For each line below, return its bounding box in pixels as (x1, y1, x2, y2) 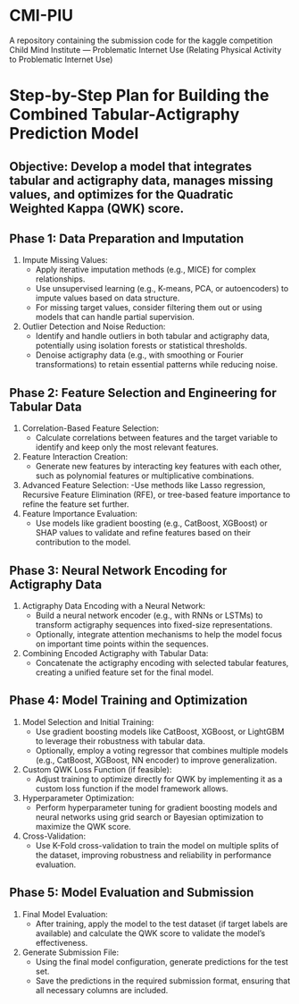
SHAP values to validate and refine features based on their (35, 527, 252, 538)
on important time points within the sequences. (35, 638, 210, 649)
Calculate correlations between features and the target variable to (35, 433, 278, 443)
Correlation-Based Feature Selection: (21, 423, 159, 434)
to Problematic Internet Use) (9, 54, 113, 64)
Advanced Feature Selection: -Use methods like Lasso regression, (21, 480, 266, 491)
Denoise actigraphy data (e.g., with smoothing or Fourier (35, 350, 244, 360)
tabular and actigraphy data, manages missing (9, 173, 274, 188)
